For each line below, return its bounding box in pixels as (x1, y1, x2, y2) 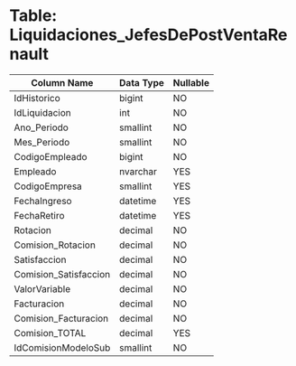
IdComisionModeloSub (14, 341, 111, 353)
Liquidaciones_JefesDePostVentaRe (9, 24, 288, 45)
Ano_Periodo (14, 121, 69, 134)
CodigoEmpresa (14, 180, 83, 192)
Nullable (172, 76, 210, 89)
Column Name (31, 76, 94, 89)
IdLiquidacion (14, 106, 71, 118)
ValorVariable (14, 282, 70, 295)
